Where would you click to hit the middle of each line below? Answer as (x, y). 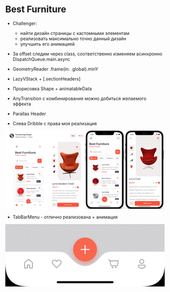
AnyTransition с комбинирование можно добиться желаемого (79, 98)
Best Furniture (36, 9)
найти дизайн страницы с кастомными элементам (75, 33)
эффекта (22, 104)
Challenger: (25, 23)
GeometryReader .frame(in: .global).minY (55, 69)
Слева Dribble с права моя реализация (55, 123)
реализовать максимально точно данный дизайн (73, 39)
